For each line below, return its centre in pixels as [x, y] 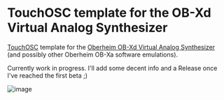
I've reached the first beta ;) [48, 76]
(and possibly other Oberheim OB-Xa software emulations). [93, 55]
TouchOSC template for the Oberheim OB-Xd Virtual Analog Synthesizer [111, 47]
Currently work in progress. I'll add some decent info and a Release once [112, 68]
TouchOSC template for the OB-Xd [109, 13]
